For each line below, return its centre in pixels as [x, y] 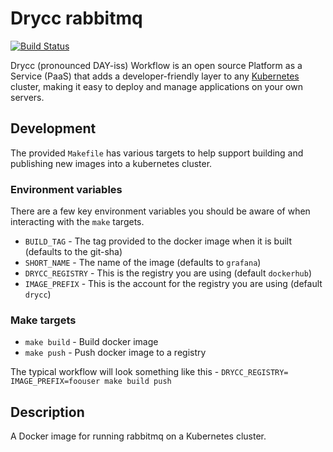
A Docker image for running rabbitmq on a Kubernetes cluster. [138, 436]
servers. [27, 97]
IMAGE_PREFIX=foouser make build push [91, 382]
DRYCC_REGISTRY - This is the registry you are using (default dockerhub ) [168, 273]
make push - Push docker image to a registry [115, 353]
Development [53, 128]
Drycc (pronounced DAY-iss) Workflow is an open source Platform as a [156, 65]
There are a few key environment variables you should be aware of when [160, 211]
